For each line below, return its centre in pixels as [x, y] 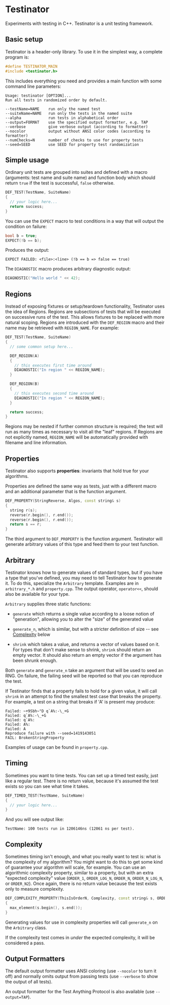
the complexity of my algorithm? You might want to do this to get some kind [84, 862]
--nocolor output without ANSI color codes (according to [78, 131]
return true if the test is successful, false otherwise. [60, 183]
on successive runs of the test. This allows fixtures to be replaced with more [85, 317]
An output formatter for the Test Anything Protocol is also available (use [80, 992]
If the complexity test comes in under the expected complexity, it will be [80, 937]
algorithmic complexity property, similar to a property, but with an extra [79, 873]
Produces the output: [27, 250]
